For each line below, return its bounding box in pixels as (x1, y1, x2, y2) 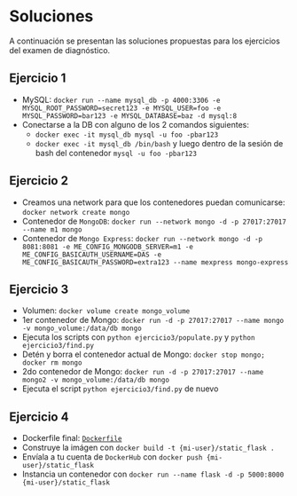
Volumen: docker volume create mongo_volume (21, 305, 191, 316)
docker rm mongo (21, 358, 82, 367)
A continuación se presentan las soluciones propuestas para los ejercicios (9, 35, 281, 46)
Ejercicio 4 (9, 409, 69, 424)
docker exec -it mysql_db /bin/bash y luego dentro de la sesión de (35, 138, 284, 148)
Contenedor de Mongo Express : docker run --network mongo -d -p (21, 232, 263, 243)
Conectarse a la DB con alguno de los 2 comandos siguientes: (21, 119, 250, 130)
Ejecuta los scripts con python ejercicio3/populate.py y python (21, 332, 255, 342)
